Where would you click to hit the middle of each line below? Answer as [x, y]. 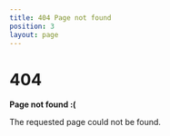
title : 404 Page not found [60, 18]
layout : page [34, 34]
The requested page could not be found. [85, 122]
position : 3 [32, 26]
